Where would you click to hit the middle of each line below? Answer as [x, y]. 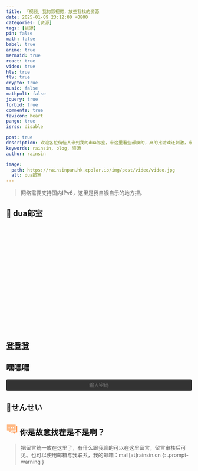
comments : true [25, 110]
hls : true [18, 72]
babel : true [21, 45]
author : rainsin [26, 154]
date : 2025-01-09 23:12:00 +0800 [47, 17]
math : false [21, 39]
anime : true [21, 50]
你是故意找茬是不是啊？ [62, 432]
